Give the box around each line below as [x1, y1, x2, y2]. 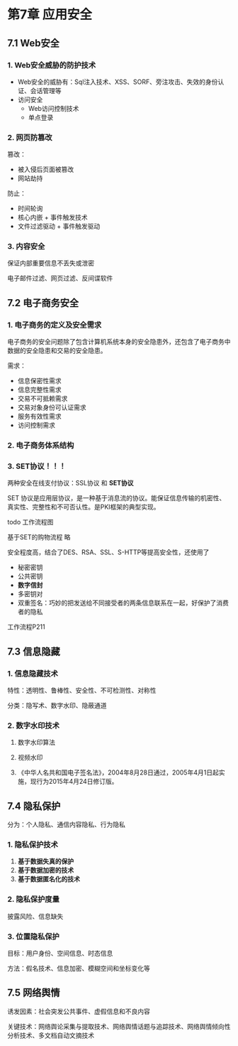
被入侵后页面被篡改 [17, 165, 74, 174]
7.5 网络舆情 [7, 987, 60, 999]
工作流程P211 [7, 622, 45, 631]
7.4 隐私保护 [7, 800, 61, 812]
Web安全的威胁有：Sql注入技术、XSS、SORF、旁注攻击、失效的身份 [17, 77, 218, 86]
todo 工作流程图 [7, 518, 54, 527]
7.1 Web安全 [7, 37, 60, 49]
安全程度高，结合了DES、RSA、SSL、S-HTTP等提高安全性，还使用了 [7, 548, 210, 556]
